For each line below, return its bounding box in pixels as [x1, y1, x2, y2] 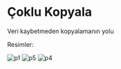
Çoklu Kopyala [7, 4, 92, 20]
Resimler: [7, 40, 34, 48]
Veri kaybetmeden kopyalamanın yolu [7, 27, 114, 35]
